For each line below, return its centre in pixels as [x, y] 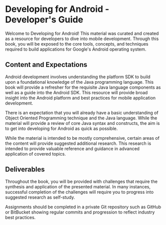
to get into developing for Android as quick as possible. [61, 128]
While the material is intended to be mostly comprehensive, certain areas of [82, 138]
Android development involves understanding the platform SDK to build [78, 77]
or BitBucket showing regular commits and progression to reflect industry [80, 212]
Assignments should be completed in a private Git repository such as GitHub [83, 207]
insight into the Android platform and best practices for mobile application [81, 98]
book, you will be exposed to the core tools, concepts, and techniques [77, 44]
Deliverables [25, 169]
